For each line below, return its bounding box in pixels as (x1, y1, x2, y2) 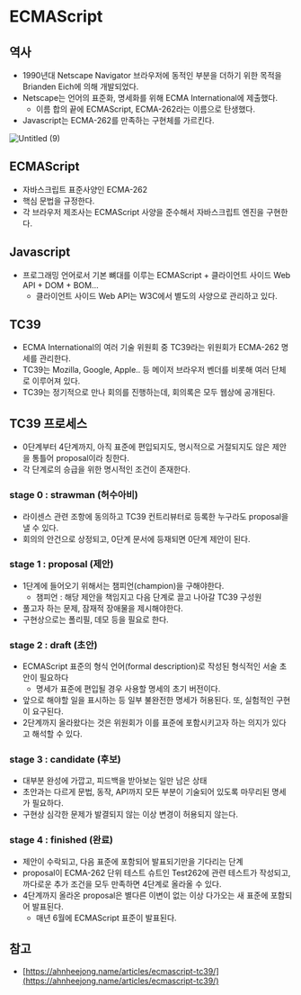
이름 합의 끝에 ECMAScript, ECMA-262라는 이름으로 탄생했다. (35, 104, 256, 114)
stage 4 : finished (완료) (9, 834, 114, 846)
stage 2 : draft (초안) (9, 638, 98, 651)
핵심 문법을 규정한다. (22, 195, 95, 206)
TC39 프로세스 (9, 416, 88, 431)
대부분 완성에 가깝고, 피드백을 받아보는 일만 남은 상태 (22, 775, 208, 786)
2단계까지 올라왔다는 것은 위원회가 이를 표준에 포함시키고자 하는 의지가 (22, 718, 270, 728)
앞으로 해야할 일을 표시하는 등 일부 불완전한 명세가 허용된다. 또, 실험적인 (22, 695, 274, 706)
